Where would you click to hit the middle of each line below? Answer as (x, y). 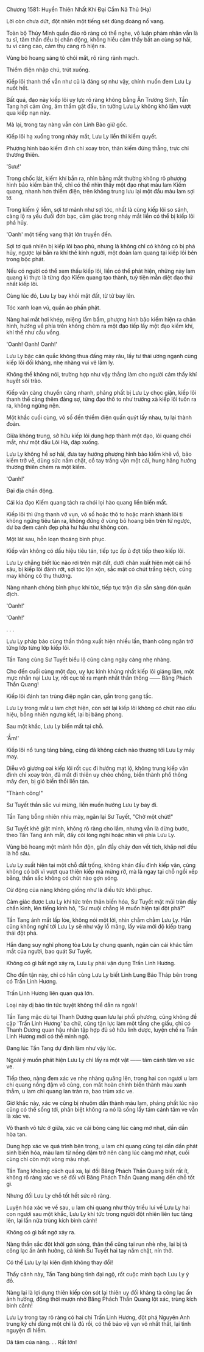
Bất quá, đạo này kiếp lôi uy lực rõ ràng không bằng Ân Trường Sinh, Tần (97, 100)
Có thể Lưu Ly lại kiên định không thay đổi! (60, 1262)
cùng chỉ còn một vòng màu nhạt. (48, 1159)
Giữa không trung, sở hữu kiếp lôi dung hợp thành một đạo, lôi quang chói (99, 436)
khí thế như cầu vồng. (33, 332)
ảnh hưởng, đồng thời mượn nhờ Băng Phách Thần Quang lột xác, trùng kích (102, 1299)
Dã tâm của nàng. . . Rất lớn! (42, 1342)
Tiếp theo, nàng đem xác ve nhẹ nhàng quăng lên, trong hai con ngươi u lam (102, 1078)
